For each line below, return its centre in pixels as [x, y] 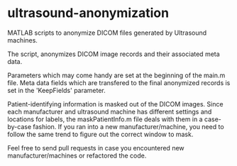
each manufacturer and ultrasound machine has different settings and [110, 111]
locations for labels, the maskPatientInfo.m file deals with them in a [105, 119]
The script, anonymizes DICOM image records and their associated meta [114, 54]
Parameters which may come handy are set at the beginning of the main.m [116, 75]
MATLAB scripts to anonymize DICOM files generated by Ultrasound [107, 33]
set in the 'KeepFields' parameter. [57, 90]
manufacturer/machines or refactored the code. [77, 155]
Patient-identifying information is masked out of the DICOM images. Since [115, 104]
